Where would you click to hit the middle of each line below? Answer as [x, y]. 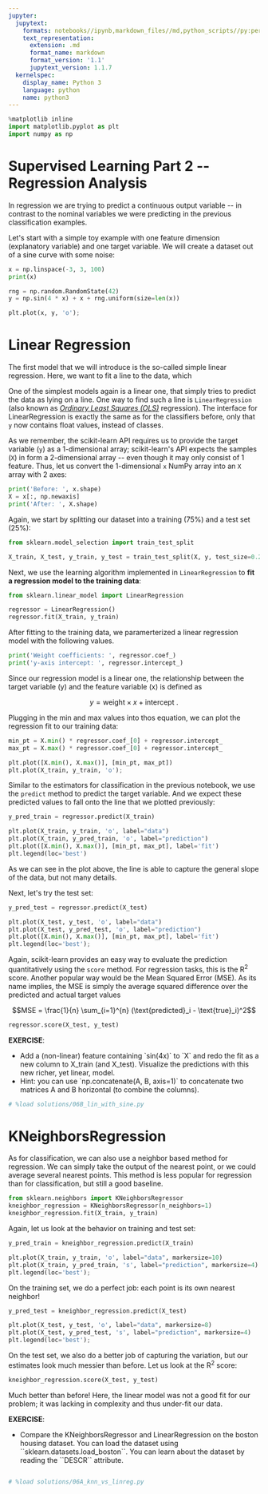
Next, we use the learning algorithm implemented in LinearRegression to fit [132, 572]
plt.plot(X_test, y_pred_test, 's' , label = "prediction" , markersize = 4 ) [130, 1333]
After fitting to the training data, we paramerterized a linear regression [123, 633]
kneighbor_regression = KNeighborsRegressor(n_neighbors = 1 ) [110, 1206]
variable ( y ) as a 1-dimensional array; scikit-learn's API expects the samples [133, 449]
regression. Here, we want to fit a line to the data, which [100, 375]
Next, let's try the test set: [51, 892]
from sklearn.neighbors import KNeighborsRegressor [96, 1198]
